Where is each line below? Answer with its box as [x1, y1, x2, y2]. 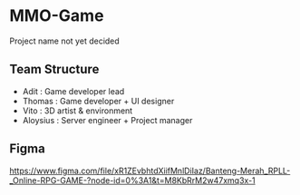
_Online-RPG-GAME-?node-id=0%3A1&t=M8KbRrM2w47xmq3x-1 [9, 174, 256, 186]
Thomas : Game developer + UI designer [22, 95, 175, 106]
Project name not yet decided [9, 35, 120, 46]
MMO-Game [9, 5, 104, 26]
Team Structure [9, 62, 100, 77]
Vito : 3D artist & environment [22, 105, 133, 116]
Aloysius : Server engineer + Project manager [22, 114, 193, 125]
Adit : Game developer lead [22, 85, 125, 96]
